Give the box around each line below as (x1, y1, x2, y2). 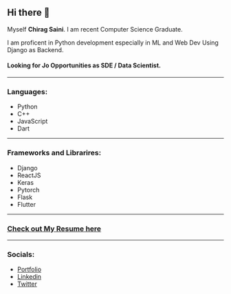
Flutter (16, 200, 36, 208)
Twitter (16, 280, 38, 289)
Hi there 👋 (7, 7, 50, 19)
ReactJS (16, 171, 41, 179)
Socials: (7, 249, 35, 259)
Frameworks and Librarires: (7, 148, 102, 158)
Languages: (7, 87, 48, 96)
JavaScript (16, 117, 48, 126)
